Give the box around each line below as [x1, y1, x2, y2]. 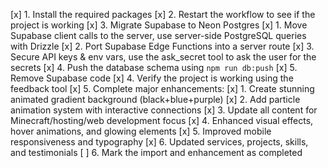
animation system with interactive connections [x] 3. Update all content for [10, 104, 318, 116]
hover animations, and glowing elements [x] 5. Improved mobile [10, 125, 272, 137]
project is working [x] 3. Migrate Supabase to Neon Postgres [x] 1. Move [10, 19, 308, 31]
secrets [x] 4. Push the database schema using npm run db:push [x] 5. [10, 62, 298, 73]
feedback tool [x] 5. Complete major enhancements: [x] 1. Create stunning [10, 83, 315, 94]
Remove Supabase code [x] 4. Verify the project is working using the [10, 72, 294, 84]
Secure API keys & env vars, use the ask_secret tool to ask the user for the [10, 51, 317, 63]
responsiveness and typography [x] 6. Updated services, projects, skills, [10, 136, 309, 148]
